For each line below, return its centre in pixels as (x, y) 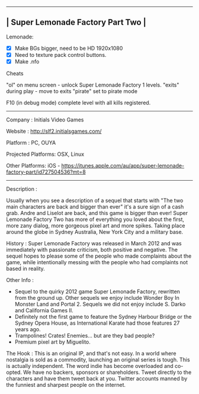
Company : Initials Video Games (45, 120)
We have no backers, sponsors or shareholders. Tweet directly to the (107, 372)
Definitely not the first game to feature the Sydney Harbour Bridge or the (103, 317)
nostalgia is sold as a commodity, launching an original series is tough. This (98, 360)
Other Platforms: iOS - (33, 166)
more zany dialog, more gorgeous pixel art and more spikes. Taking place (96, 225)
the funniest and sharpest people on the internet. (66, 385)
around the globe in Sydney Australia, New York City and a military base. (95, 232)
